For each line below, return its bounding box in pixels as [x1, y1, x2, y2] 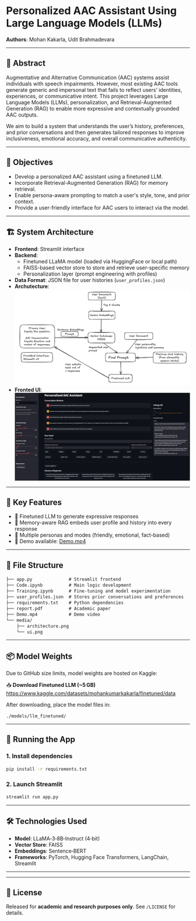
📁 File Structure [6, 560, 64, 570]
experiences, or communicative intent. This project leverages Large [6, 92, 169, 99]
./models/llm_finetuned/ [6, 713, 66, 719]
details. [6, 909, 24, 916]
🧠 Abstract [6, 59, 45, 68]
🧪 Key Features [6, 497, 62, 507]
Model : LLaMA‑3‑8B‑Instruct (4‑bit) [14, 835, 100, 842]
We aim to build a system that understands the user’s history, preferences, [6, 122, 185, 129]
